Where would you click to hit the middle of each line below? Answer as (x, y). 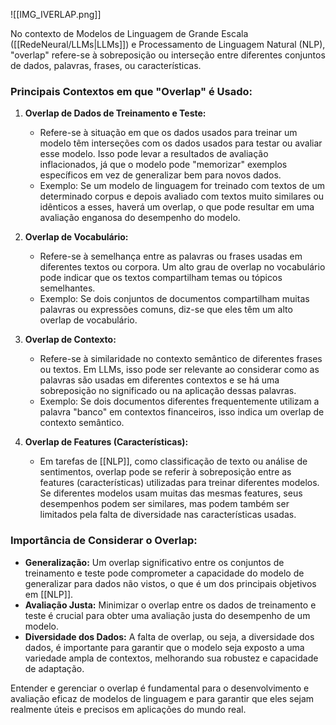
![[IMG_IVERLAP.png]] (56, 14)
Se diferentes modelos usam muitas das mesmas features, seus (171, 493)
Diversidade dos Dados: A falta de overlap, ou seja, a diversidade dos (169, 636)
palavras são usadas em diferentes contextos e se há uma (159, 380)
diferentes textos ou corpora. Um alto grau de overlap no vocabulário (182, 267)
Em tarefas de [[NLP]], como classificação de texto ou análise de (173, 461)
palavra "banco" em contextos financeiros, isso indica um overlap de (182, 412)
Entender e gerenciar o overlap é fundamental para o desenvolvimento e (160, 688)
